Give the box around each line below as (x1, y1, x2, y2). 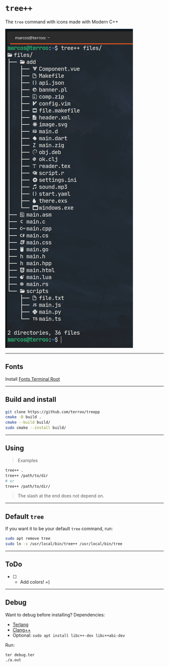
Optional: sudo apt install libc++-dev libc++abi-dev (12, 632, 125, 638)
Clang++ (12, 627, 31, 633)
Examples (17, 457, 38, 464)
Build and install (5, 395, 56, 404)
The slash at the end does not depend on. (17, 493, 105, 499)
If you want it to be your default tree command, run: (5, 526, 113, 532)
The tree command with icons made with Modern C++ (5, 19, 119, 25)
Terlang (12, 621, 29, 628)
